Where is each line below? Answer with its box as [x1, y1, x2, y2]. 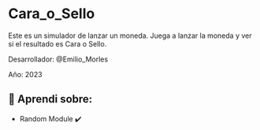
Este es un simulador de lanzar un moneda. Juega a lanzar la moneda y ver [8, 31, 252, 40]
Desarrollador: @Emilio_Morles [8, 54, 109, 64]
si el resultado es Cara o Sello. [8, 39, 107, 48]
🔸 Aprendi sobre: [8, 92, 93, 106]
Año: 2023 [8, 69, 43, 79]
